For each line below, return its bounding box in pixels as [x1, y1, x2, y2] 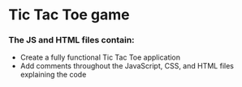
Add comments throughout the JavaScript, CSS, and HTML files [19, 61, 234, 71]
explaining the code [19, 70, 87, 80]
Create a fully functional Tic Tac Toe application [19, 52, 181, 62]
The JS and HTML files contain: [8, 35, 136, 46]
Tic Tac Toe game [8, 6, 130, 24]
